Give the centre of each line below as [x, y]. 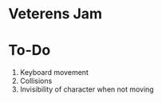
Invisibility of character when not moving [87, 89]
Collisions [36, 81]
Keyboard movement [54, 73]
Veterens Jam [55, 14]
